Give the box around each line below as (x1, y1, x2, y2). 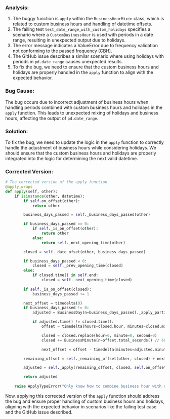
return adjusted (23, 374, 58, 379)
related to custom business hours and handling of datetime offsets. (12, 21, 153, 27)
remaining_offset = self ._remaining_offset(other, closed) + (23, 356, 155, 361)
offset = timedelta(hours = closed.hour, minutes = (41, 324, 146, 329)
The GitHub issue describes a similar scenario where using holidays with (12, 53, 164, 59)
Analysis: (5, 4, 29, 11)
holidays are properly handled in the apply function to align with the (12, 69, 153, 75)
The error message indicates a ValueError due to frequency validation (12, 43, 158, 49)
